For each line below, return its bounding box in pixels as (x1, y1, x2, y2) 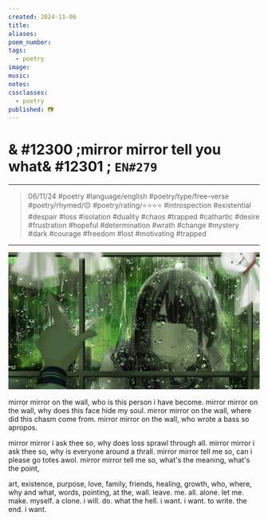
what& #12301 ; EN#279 (8, 158, 158, 175)
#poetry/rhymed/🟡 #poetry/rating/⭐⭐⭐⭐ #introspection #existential (27, 200, 251, 211)
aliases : (8, 30, 37, 37)
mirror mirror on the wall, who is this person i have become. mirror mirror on (8, 397, 258, 407)
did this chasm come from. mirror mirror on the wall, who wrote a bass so (8, 415, 250, 424)
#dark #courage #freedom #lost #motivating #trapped (27, 229, 207, 238)
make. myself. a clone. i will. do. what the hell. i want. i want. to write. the (8, 496, 247, 506)
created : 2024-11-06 (8, 13, 77, 21)
